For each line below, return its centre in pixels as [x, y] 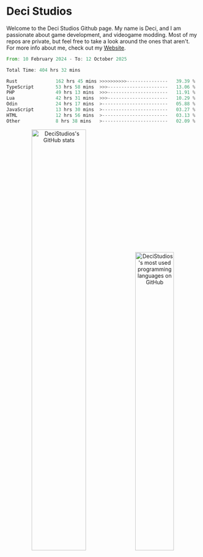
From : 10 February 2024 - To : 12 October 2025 [67, 59]
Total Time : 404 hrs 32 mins [43, 70]
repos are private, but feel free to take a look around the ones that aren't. [98, 41]
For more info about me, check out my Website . [66, 48]
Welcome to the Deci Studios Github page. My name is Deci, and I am [94, 28]
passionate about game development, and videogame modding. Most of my [102, 34]
